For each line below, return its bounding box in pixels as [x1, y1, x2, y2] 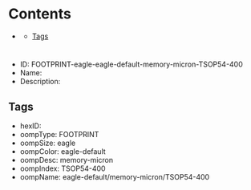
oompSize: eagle [19, 138, 76, 148]
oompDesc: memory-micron [19, 155, 114, 164]
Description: [19, 77, 61, 87]
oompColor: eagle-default [19, 146, 106, 156]
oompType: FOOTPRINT [19, 129, 99, 139]
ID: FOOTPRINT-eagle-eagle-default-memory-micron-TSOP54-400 [19, 59, 243, 69]
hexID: [19, 121, 42, 131]
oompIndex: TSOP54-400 [19, 164, 106, 173]
